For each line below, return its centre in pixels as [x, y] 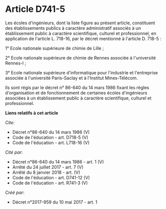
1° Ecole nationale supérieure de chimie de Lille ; [55, 48]
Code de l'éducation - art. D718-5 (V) [50, 137]
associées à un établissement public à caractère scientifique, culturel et [79, 98]
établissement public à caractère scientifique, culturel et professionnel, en [81, 33]
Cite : [10, 122]
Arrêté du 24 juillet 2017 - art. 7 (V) [48, 167]
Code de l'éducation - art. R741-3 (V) [50, 183]
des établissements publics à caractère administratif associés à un [73, 28]
